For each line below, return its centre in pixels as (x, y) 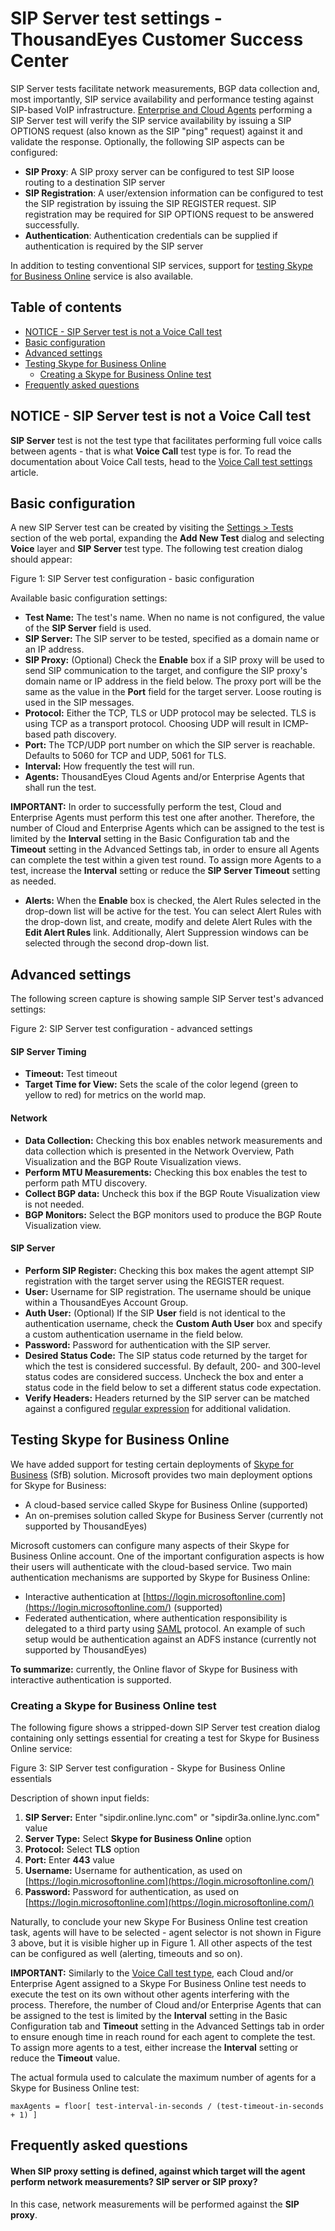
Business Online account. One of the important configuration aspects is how (167, 1556)
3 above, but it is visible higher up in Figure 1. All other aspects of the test (161, 1943)
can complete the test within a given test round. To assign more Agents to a (166, 860)
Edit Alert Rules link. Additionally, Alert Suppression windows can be (166, 933)
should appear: (41, 559)
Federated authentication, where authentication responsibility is (156, 1618)
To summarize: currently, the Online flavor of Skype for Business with (154, 1669)
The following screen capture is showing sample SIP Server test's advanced (167, 999)
